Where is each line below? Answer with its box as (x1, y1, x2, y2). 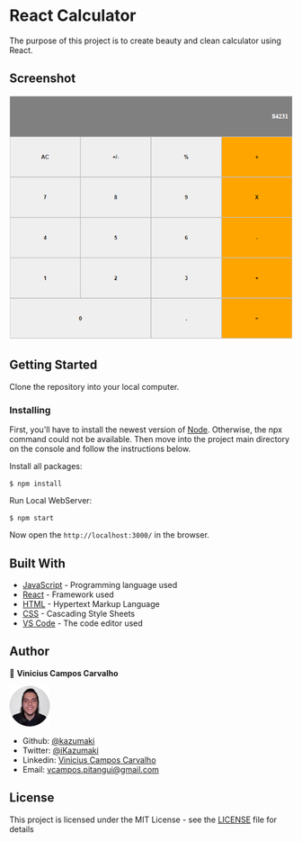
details (9, 823, 34, 834)
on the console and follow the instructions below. (9, 443, 191, 455)
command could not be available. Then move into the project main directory (9, 434, 290, 445)
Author (9, 644, 49, 659)
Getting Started (9, 358, 98, 373)
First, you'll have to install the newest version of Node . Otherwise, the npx (9, 424, 283, 435)
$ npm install (9, 479, 63, 489)
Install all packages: (9, 461, 83, 472)
